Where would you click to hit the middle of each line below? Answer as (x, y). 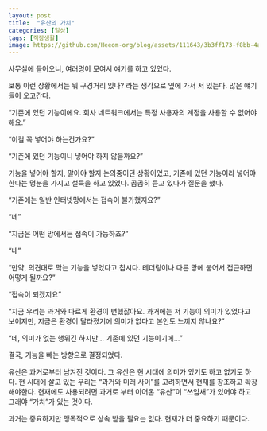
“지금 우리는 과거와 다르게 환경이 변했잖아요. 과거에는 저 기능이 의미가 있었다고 (130, 312)
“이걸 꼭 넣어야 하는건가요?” (51, 139)
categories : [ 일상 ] (39, 30)
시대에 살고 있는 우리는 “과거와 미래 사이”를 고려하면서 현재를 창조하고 (135, 382)
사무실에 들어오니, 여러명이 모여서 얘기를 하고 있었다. (90, 69)
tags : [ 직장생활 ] (34, 38)
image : (19, 45)
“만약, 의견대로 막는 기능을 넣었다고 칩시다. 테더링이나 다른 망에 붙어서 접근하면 (130, 268)
